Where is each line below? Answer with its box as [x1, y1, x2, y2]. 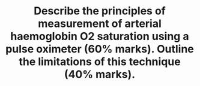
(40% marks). [64, 67, 136, 81]
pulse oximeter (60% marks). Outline [5, 42, 194, 56]
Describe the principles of [34, 4, 166, 18]
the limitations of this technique [19, 55, 181, 69]
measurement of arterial [37, 17, 162, 30]
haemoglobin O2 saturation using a [10, 30, 189, 43]
